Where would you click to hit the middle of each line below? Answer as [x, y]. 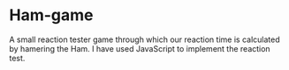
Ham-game [52, 15]
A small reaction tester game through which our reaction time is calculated [144, 39]
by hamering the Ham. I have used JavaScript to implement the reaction [140, 48]
